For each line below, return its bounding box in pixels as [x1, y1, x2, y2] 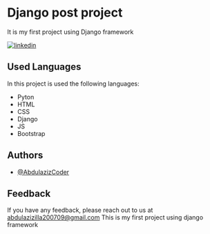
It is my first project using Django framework [7, 28, 134, 36]
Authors [7, 150, 44, 162]
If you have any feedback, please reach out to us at [7, 206, 153, 215]
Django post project [7, 5, 123, 21]
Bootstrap [17, 129, 46, 137]
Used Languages [7, 61, 82, 73]
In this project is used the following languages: [7, 79, 140, 88]
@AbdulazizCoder [17, 168, 70, 176]
